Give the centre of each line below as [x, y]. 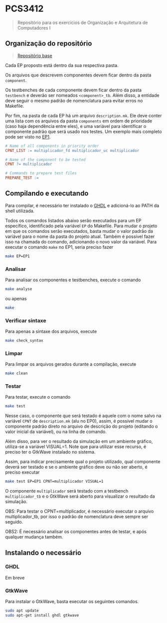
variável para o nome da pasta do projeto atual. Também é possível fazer [80, 236]
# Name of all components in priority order [52, 146]
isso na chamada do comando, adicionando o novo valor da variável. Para [81, 242]
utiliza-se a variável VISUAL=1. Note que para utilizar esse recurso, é [76, 447]
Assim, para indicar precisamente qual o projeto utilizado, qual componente [83, 462]
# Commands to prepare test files [41, 173]
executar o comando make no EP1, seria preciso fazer [59, 247]
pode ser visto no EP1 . [28, 137]
